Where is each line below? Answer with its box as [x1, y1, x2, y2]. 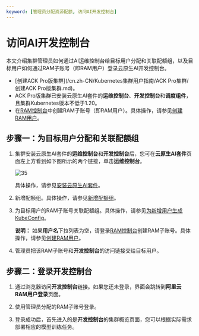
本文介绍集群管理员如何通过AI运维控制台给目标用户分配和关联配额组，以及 [6, 57, 188, 64]
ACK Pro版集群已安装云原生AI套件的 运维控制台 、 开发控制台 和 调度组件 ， [14, 92, 192, 99]
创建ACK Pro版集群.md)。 [14, 84, 78, 92]
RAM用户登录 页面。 [14, 291, 64, 298]
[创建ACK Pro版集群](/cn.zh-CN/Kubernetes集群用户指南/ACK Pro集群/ [14, 77, 189, 84]
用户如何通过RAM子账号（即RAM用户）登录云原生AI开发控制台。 [11, 64, 170, 71]
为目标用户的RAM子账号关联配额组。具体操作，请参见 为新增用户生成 [14, 207, 183, 214]
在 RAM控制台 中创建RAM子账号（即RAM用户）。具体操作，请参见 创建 [14, 106, 183, 114]
